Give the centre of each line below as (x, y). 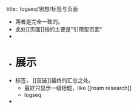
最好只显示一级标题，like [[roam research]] (78, 88)
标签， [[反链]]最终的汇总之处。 (54, 80)
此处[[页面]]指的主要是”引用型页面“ (58, 29)
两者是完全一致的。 (39, 22)
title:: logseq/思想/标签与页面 (42, 9)
